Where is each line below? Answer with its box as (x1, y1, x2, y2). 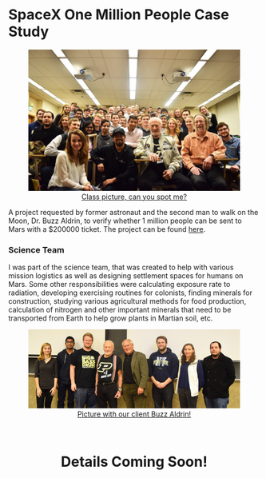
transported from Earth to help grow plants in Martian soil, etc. (8, 313, 213, 323)
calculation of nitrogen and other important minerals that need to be (8, 305, 232, 314)
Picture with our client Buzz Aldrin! (77, 409, 192, 419)
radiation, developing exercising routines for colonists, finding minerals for (8, 288, 253, 297)
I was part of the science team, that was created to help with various (8, 262, 234, 272)
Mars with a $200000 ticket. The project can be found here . (8, 224, 206, 233)
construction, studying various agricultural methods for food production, (8, 296, 247, 305)
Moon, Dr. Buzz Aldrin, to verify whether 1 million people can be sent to (8, 216, 242, 225)
